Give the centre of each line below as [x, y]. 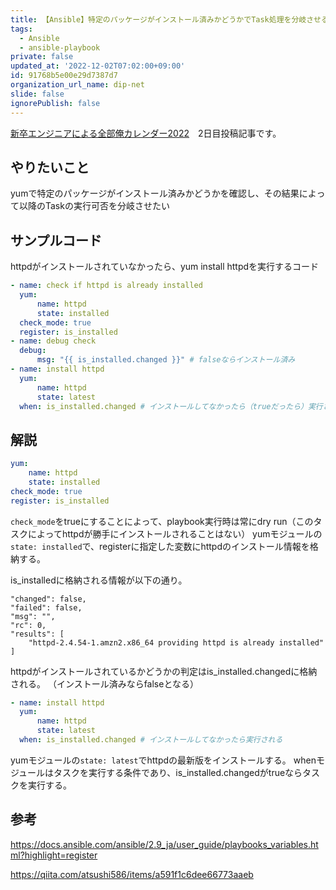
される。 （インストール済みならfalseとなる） [105, 683]
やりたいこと [50, 167]
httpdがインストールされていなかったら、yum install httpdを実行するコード [165, 267]
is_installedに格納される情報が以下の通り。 [99, 580]
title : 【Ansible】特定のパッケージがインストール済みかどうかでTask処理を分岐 [158, 19]
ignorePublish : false [55, 103]
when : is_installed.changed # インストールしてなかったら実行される [151, 740]
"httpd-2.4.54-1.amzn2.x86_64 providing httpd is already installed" [176, 642]
